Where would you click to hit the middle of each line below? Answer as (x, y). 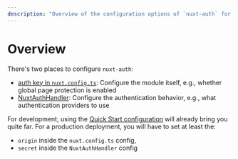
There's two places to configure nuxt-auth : (71, 69)
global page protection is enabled (67, 90)
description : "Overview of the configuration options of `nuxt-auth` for (119, 14)
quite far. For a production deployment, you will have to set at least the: (112, 126)
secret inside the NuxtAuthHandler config (77, 148)
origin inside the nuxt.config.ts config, (77, 140)
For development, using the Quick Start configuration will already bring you (118, 119)
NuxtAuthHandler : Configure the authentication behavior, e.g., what (117, 97)
